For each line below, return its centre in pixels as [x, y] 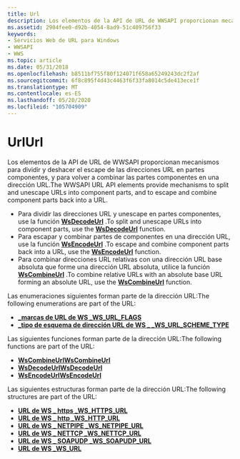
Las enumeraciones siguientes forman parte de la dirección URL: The [108, 296]
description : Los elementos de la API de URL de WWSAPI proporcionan [113, 21]
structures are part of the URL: [52, 396]
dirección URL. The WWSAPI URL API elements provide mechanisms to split [118, 185]
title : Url [24, 14]
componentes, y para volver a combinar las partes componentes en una [113, 177]
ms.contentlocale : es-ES [44, 94]
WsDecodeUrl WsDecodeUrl [60, 368]
